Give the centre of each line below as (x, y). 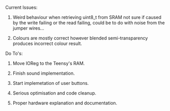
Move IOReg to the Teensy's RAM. (49, 63)
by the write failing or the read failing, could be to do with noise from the (89, 23)
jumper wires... (28, 28)
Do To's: (14, 53)
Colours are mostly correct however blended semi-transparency (80, 38)
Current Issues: (21, 7)
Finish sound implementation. (44, 73)
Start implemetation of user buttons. (51, 83)
